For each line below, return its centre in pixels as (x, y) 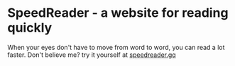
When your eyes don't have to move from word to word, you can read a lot (116, 47)
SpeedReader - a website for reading (118, 13)
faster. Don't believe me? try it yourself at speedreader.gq (92, 55)
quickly (30, 28)
